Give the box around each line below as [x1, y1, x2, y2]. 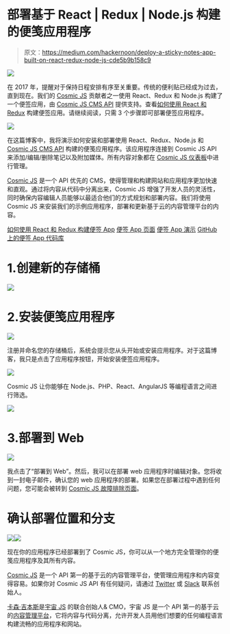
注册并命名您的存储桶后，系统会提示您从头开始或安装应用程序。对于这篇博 [7, 346, 217, 354]
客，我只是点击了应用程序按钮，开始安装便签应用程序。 [7, 355, 163, 363]
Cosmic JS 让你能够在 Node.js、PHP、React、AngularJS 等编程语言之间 [7, 382, 212, 390]
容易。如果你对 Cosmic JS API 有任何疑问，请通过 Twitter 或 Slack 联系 [12, 579, 214, 587]
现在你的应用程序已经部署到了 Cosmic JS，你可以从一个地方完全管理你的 [7, 548, 214, 556]
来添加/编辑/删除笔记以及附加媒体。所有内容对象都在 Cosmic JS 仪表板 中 [7, 153, 214, 161]
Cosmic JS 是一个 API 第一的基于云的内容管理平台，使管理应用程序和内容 [7, 571, 214, 579]
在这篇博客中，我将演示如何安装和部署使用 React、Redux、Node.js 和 [7, 136, 204, 144]
